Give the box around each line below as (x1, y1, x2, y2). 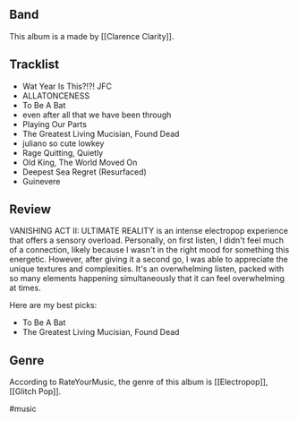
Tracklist (9, 57, 60, 73)
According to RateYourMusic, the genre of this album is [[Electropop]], (9, 376, 268, 388)
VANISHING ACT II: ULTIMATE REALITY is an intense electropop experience (9, 226, 289, 236)
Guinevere (21, 176, 61, 186)
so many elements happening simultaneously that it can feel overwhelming (9, 273, 285, 284)
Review (9, 202, 52, 218)
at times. (9, 282, 42, 294)
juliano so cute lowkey (21, 138, 105, 149)
